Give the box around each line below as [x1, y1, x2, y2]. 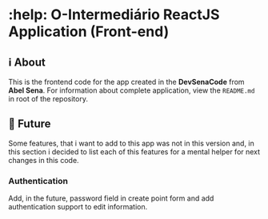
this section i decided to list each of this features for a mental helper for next [8, 146, 261, 157]
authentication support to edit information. [8, 202, 148, 212]
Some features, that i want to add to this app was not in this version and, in [8, 138, 254, 148]
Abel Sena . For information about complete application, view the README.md [8, 86, 255, 95]
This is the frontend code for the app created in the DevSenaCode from [8, 78, 246, 86]
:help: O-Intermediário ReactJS [8, 6, 220, 24]
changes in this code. [8, 155, 79, 165]
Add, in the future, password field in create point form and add [8, 193, 214, 203]
